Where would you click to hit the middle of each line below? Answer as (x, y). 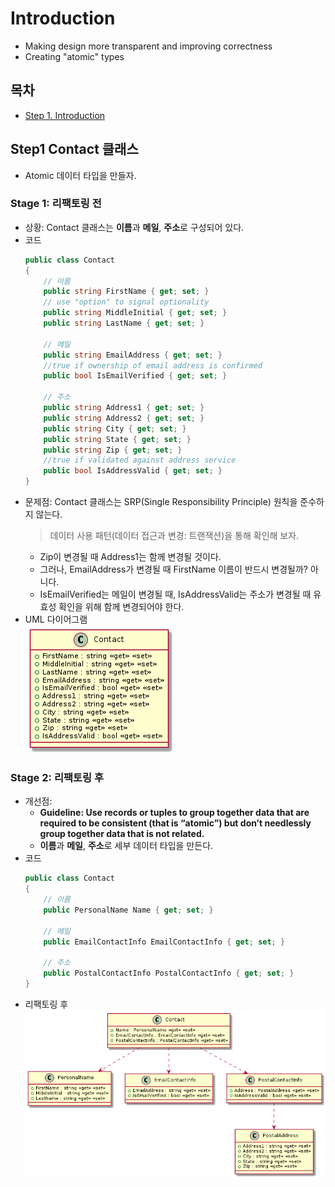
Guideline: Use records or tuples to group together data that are (174, 813)
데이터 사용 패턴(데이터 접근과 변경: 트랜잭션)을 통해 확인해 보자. (174, 536)
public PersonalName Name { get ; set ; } (128, 910)
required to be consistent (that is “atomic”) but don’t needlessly (175, 823)
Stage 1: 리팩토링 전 (56, 204)
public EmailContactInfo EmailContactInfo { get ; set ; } (164, 942)
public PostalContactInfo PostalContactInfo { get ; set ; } (169, 973)
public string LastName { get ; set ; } (124, 323)
